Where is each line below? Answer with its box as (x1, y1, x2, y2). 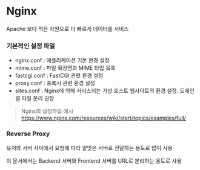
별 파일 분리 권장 (15, 95, 55, 102)
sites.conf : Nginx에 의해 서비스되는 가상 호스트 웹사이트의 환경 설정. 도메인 (15, 87, 195, 95)
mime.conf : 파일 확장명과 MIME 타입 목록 (15, 64, 116, 72)
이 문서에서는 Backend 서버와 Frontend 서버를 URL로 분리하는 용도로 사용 (6, 157, 182, 165)
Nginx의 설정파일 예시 (21, 107, 74, 115)
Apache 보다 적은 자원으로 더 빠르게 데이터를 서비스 (6, 25, 129, 32)
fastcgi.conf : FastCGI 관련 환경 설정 (15, 72, 104, 80)
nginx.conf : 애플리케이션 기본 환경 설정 (15, 56, 110, 64)
